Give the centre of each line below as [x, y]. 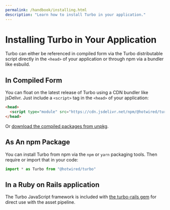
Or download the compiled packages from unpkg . [57, 126]
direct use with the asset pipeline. [40, 202]
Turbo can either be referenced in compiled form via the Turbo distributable [84, 54]
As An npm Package [38, 142]
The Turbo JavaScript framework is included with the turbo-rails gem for [81, 197]
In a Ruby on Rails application [52, 184]
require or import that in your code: [42, 159]
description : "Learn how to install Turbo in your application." [75, 15]
